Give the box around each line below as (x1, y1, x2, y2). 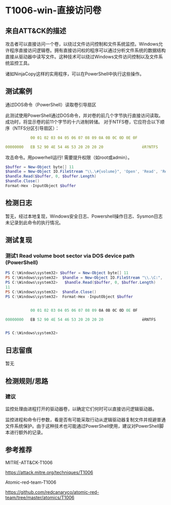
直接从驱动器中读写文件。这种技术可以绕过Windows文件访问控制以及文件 (5, 54, 159, 60)
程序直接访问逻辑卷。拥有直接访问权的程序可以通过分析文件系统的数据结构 (9, 47, 166, 53)
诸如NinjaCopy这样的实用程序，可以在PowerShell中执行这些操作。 (5, 71, 145, 77)
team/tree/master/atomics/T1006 (5, 494, 75, 500)
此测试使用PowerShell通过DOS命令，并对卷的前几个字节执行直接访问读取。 (5, 112, 163, 118)
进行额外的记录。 (9, 429, 46, 435)
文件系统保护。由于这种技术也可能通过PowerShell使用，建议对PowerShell (5, 423, 159, 429)
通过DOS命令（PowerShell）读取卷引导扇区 (5, 101, 97, 107)
